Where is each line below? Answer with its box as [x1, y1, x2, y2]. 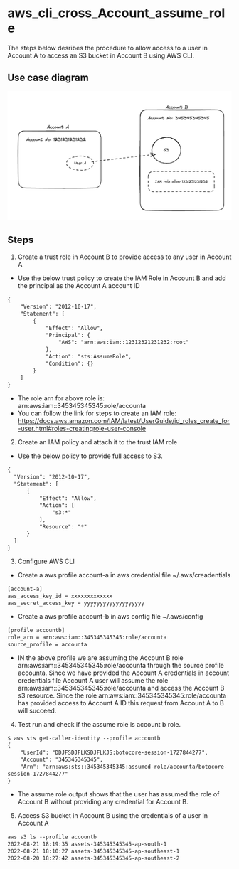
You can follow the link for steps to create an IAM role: [17, 409, 177, 417]
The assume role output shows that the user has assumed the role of [17, 790, 220, 799]
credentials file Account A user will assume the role [17, 676, 169, 685]
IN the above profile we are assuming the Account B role [17, 654, 184, 662]
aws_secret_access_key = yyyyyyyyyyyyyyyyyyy [7, 599, 144, 607]
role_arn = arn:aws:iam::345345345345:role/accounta [7, 634, 167, 641]
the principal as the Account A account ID [17, 282, 140, 290]
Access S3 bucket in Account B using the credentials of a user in [17, 811, 208, 820]
